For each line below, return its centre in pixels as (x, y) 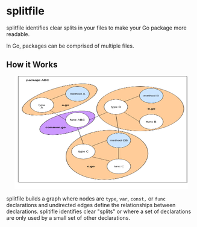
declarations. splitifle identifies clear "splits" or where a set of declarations (99, 211)
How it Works (32, 65)
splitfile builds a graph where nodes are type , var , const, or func (86, 198)
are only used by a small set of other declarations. (68, 217)
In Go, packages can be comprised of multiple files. (70, 46)
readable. (18, 34)
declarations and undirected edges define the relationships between (91, 205)
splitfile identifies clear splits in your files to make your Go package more (96, 28)
